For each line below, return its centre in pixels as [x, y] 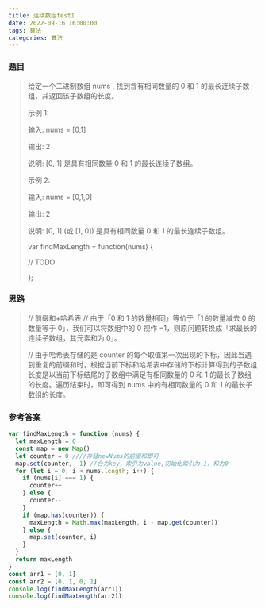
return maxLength [44, 560]
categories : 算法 [36, 38]
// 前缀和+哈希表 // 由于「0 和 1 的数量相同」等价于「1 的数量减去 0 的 [141, 317]
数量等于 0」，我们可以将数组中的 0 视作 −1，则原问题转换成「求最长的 [142, 328]
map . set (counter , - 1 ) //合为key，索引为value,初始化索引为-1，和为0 [122, 464]
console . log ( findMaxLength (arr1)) [65, 589]
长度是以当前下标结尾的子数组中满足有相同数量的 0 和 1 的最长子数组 [140, 375]
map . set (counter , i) [63, 537]
